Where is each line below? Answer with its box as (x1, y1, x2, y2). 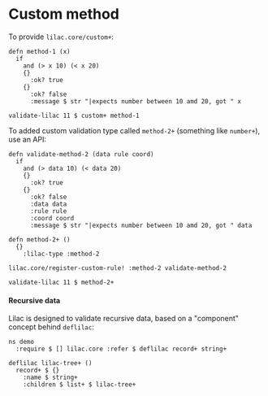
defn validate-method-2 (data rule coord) (8, 150, 154, 159)
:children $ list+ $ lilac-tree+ (23, 381, 136, 389)
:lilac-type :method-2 (23, 250, 100, 258)
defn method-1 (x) (8, 47, 71, 55)
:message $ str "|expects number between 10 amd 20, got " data (29, 221, 253, 229)
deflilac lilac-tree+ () (8, 359, 93, 368)
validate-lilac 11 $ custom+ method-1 (8, 111, 140, 120)
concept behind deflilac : (8, 322, 95, 332)
